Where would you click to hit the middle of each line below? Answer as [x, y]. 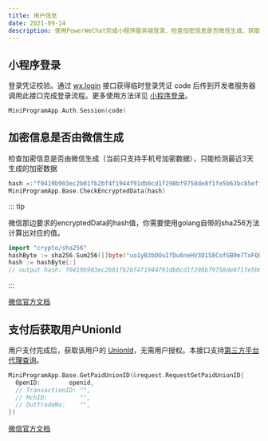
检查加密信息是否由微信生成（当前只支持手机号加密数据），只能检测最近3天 [131, 158]
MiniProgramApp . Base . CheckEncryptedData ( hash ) [87, 191]
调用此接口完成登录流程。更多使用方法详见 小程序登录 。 [100, 96]
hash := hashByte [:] [43, 263]
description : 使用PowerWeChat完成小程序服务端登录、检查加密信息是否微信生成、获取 [134, 30]
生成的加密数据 [33, 168]
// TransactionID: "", [53, 390]
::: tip [17, 206]
